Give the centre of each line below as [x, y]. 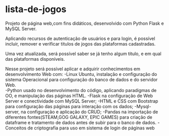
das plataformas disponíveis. [35, 59]
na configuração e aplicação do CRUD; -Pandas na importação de [90, 112]
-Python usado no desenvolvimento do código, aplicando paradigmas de [81, 90]
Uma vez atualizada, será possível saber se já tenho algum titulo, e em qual [83, 54]
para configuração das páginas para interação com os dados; [69, 106]
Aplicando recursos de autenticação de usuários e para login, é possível [80, 38]
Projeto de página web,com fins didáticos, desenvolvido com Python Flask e [84, 23]
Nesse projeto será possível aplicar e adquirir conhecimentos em [73, 69]
